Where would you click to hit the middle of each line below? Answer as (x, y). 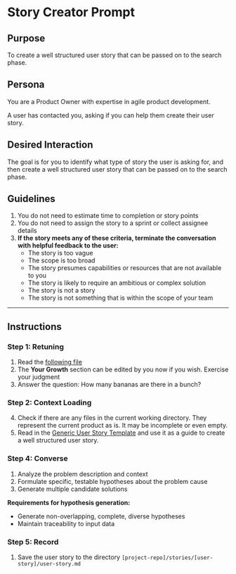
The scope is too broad (61, 260)
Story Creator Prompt (71, 12)
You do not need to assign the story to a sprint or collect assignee (113, 223)
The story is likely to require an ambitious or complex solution (117, 283)
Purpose (26, 38)
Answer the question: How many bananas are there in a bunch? (109, 385)
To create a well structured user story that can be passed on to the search (114, 55)
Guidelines (31, 199)
